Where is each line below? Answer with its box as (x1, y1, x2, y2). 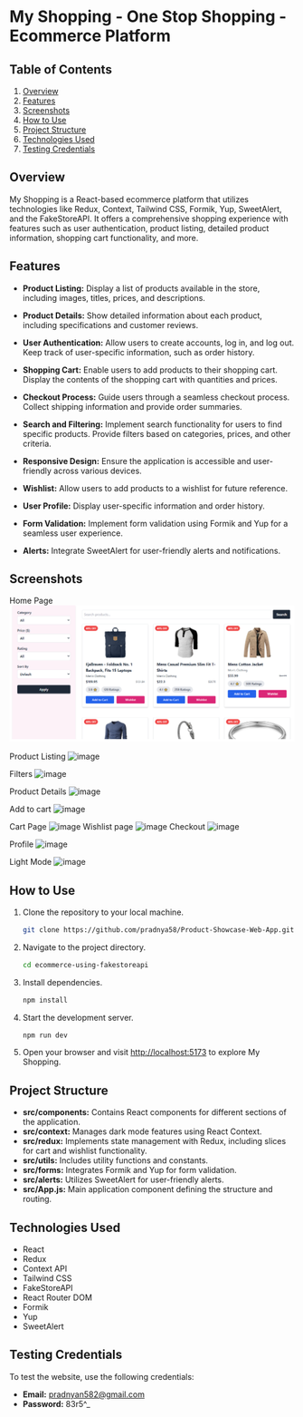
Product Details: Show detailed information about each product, (22, 310, 262, 321)
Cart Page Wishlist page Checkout (9, 821, 206, 832)
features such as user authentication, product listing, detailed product (9, 222, 270, 233)
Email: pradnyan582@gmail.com (22, 1389, 145, 1400)
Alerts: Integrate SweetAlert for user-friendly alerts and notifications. (22, 545, 281, 556)
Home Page (9, 596, 53, 607)
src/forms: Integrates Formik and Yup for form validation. (22, 1165, 237, 1176)
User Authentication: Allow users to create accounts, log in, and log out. (22, 337, 295, 348)
